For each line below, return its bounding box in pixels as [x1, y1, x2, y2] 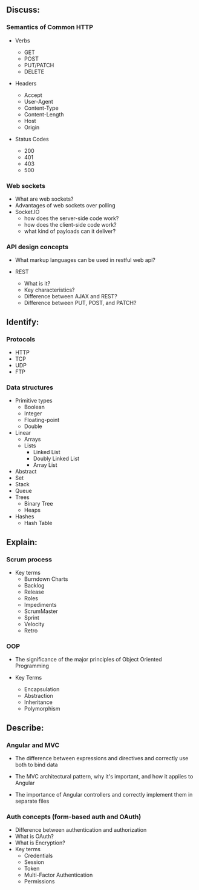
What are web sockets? [15, 195, 74, 202]
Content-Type [24, 104, 59, 112]
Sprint [24, 614, 39, 621]
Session [24, 858, 44, 866]
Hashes [15, 513, 34, 520]
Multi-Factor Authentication [24, 871, 93, 878]
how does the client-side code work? [24, 221, 117, 228]
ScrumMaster [24, 607, 59, 615]
